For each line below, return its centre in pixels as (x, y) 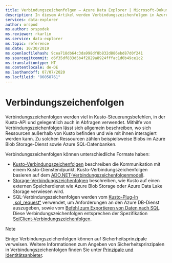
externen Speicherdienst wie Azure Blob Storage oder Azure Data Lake (88, 186)
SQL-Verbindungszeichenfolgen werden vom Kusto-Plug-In (75, 197)
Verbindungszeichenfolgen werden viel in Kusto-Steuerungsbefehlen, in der (85, 117)
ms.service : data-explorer (34, 39)
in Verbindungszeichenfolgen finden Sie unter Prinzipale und (69, 250)
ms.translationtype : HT (31, 63)
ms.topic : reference (27, 44)
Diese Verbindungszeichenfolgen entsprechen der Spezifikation (80, 213)
